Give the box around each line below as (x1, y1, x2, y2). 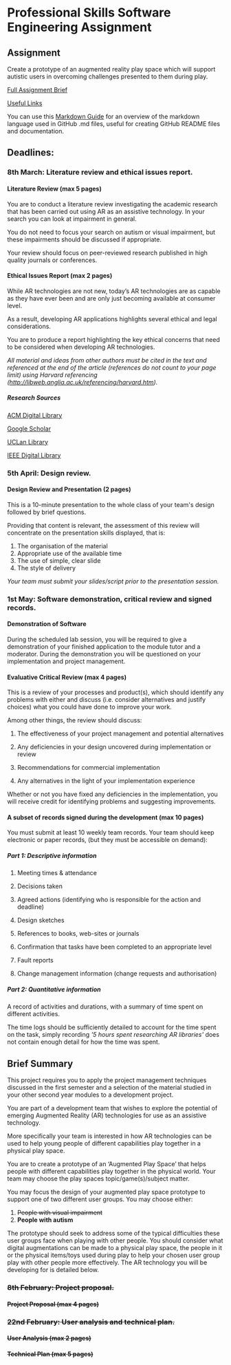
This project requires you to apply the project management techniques (7, 1076, 207, 1084)
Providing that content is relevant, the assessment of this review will (7, 521, 200, 529)
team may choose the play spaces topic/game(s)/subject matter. (7, 1174, 190, 1183)
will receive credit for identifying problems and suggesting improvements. (7, 797, 216, 806)
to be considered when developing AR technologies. (7, 343, 155, 351)
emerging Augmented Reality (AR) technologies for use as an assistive (7, 1111, 207, 1119)
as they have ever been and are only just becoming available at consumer (7, 294, 216, 302)
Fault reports (16, 956, 54, 965)
